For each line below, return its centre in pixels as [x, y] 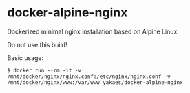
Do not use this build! [37, 44]
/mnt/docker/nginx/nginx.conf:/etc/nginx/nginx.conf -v [89, 77]
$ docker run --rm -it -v [44, 70]
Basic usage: [25, 58]
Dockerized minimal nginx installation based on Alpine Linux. [93, 31]
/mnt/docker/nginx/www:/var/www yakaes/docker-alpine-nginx [95, 82]
